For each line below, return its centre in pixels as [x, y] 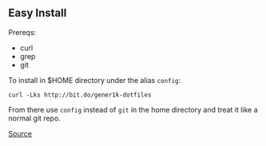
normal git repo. [35, 118]
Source [20, 133]
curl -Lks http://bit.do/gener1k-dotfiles [80, 95]
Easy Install [38, 13]
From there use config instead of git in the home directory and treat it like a [133, 109]
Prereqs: [22, 32]
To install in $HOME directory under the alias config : [95, 80]
